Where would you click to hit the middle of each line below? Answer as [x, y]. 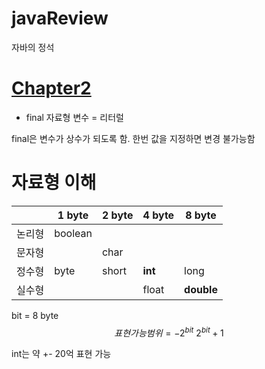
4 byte [158, 215]
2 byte [117, 215]
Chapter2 [51, 88]
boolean [73, 233]
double [201, 289]
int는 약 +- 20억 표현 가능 [61, 354]
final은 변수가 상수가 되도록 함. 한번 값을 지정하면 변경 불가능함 [133, 138]
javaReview [60, 18]
